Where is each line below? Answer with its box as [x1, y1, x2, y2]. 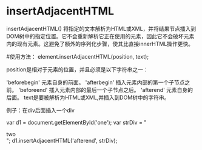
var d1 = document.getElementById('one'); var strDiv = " [6, 119, 147, 126]
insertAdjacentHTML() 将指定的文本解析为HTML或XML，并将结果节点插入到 [6, 25, 197, 32]
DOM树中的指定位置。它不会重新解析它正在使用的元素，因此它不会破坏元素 [6, 32, 195, 40]
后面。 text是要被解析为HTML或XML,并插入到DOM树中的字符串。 [6, 94, 170, 101]
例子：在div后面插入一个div [6, 106, 75, 114]
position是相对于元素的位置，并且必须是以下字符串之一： [6, 65, 149, 73]
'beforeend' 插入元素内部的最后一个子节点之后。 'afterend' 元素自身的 [18, 86, 193, 93]
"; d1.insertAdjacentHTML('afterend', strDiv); [6, 137, 118, 144]
